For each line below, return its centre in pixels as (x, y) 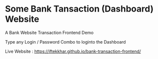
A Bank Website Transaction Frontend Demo (49, 32)
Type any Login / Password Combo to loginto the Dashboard (66, 42)
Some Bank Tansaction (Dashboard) (79, 9)
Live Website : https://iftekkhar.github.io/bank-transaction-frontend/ (73, 51)
